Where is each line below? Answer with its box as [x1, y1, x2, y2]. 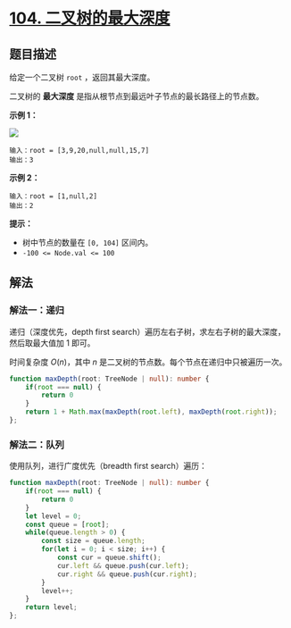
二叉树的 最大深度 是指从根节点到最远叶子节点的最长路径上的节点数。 [9, 91, 264, 101]
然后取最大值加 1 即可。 [9, 337, 96, 348]
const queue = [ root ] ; [25, 520, 110, 529]
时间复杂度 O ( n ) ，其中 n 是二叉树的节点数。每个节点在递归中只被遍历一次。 [9, 356, 287, 367]
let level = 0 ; [25, 511, 82, 521]
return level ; [25, 603, 78, 612]
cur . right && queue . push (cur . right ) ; [56, 569, 198, 579]
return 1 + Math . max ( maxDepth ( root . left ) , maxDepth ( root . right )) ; [25, 407, 278, 416]
